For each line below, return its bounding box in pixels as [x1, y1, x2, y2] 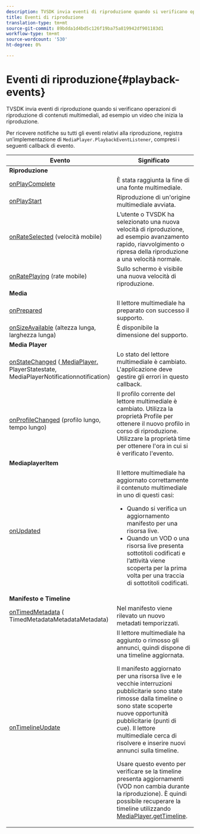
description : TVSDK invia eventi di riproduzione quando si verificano [6, 8, 187, 15]
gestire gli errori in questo [117, 372, 189, 381]
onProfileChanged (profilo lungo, [9, 415, 101, 424]
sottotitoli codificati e [127, 549, 186, 557]
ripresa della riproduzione [117, 247, 189, 256]
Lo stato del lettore [117, 350, 170, 358]
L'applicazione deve [117, 365, 173, 373]
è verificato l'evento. [117, 449, 174, 458]
